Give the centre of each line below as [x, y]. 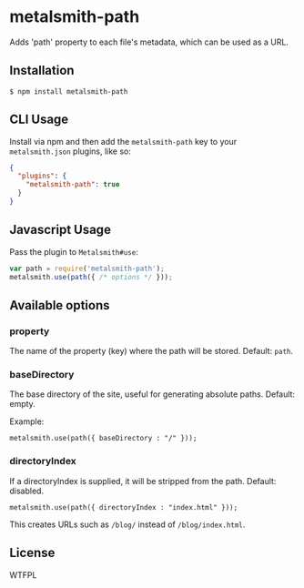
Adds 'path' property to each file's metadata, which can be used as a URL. [149, 42]
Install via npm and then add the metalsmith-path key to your [123, 141]
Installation [42, 71]
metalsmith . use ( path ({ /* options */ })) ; [91, 277]
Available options [60, 305]
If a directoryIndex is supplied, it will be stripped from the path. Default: [143, 481]
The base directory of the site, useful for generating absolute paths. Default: [152, 394]
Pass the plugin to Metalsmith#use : [74, 251]
